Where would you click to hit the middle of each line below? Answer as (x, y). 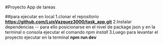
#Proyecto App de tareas (30, 7)
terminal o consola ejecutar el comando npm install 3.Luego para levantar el (81, 32)
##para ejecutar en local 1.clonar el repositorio (52, 16)
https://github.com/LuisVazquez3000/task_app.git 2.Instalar (69, 22)
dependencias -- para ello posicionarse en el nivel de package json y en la (80, 27)
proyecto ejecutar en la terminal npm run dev (51, 37)
